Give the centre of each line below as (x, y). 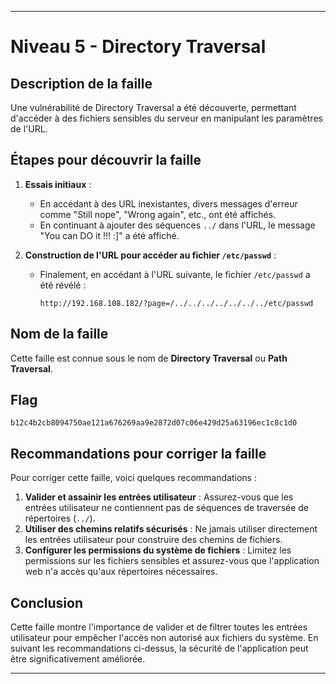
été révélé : (63, 285)
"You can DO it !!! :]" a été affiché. (109, 235)
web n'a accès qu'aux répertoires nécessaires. (121, 572)
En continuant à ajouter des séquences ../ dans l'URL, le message (177, 225)
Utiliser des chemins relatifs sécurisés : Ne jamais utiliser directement (171, 529)
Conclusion (47, 602)
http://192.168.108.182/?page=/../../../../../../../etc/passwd (176, 303)
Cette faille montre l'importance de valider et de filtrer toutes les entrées (159, 627)
